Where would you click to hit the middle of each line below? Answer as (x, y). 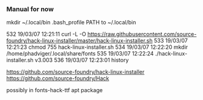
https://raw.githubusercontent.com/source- (142, 34)
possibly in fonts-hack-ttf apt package (54, 90)
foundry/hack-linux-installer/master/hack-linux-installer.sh (79, 41)
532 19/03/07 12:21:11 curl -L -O (46, 34)
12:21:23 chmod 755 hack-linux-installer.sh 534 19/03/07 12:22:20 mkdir (97, 47)
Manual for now (30, 9)
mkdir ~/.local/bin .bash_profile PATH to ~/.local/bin (71, 23)
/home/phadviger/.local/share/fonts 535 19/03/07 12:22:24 (80, 54)
